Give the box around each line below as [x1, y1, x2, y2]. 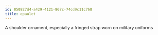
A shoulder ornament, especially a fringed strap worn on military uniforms [5, 24, 153, 30]
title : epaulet [5, 12, 36, 16]
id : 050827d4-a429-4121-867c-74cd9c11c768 [5, 7, 92, 12]
